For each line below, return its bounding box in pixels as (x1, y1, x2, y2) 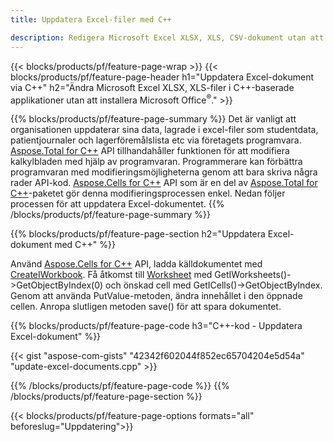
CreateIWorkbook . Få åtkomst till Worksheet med (10, 269, 213, 281)
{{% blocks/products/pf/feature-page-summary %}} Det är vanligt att (10, 113, 297, 125)
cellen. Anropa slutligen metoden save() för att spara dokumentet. (10, 301, 282, 313)
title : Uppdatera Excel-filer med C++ (10, 14, 172, 25)
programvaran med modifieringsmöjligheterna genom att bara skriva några (10, 166, 318, 178)
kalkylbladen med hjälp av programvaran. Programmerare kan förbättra (10, 156, 303, 168)
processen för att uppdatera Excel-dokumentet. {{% (10, 198, 225, 210)
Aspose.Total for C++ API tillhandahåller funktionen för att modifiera (10, 145, 290, 157)
